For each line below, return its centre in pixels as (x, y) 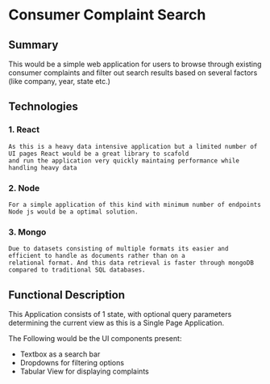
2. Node (24, 188)
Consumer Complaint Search (107, 15)
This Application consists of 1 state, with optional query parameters (120, 314)
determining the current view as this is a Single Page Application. (116, 323)
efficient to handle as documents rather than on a (97, 256)
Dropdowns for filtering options (72, 363)
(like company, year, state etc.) (60, 81)
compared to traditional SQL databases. (77, 270)
